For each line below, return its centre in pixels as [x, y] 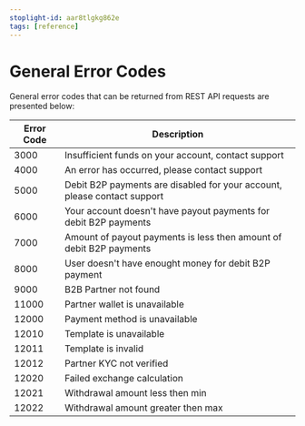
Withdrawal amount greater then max [144, 408]
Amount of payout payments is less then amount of [173, 238]
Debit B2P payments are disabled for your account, [174, 185]
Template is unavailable [115, 334]
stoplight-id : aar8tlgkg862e [64, 18]
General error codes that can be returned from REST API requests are [139, 96]
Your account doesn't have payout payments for [167, 211]
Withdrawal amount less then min [136, 393]
